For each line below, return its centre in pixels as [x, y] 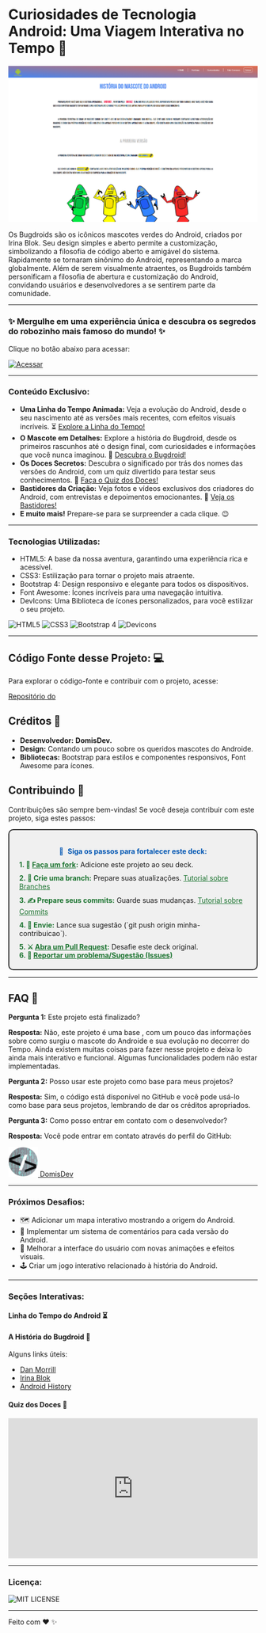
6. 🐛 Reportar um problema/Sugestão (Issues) [96, 955]
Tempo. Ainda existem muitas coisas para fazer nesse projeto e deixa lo [125, 1049]
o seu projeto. [42, 609]
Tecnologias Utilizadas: [54, 542]
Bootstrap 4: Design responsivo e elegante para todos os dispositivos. [134, 584]
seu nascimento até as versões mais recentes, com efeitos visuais [127, 417]
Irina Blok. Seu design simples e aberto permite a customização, [113, 243]
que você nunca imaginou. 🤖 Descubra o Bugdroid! [103, 455]
